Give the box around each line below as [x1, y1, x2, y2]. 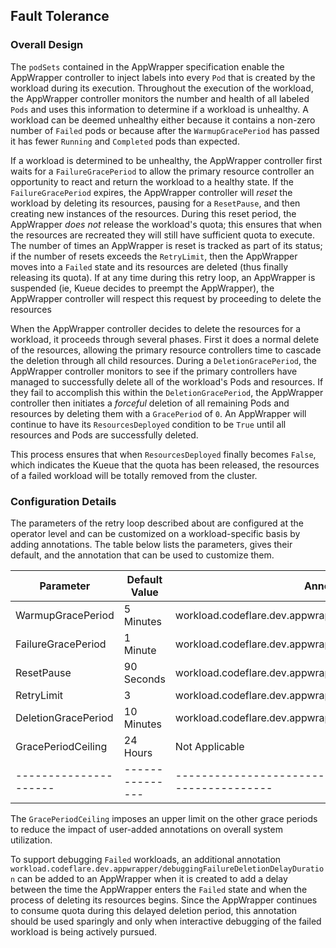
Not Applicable [174, 739, 245, 753]
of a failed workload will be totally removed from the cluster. [10, 469, 258, 481]
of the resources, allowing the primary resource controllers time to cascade [10, 344, 322, 356]
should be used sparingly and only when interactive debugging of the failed [10, 915, 322, 927]
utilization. [10, 834, 53, 846]
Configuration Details [10, 494, 117, 508]
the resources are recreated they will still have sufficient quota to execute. [10, 229, 316, 241]
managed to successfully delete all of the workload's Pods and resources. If [10, 375, 324, 388]
